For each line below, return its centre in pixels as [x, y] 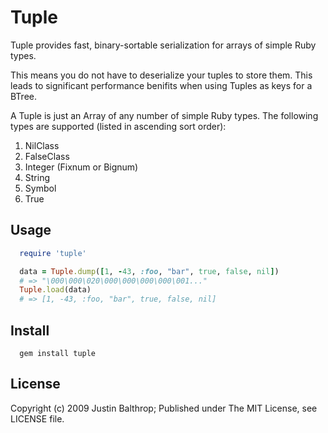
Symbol [40, 188]
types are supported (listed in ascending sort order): [118, 126]
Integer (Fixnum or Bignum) [81, 167]
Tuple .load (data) [55, 290]
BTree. [24, 96]
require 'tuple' [53, 253]
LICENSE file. [37, 418]
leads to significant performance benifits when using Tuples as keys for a [161, 85]
